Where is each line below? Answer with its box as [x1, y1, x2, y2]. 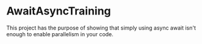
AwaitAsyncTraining [6, 4, 111, 18]
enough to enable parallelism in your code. [6, 30, 114, 37]
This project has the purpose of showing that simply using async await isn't [6, 24, 197, 31]
